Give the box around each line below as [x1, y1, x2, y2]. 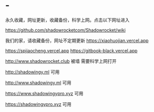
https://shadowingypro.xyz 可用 [5, 101, 72, 107]
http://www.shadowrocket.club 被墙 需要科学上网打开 [5, 58, 117, 64]
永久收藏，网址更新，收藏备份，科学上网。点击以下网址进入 [5, 17, 130, 23]
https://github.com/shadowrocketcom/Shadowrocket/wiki [5, 27, 126, 33]
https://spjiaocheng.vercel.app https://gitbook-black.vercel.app [5, 48, 138, 54]
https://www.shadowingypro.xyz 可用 [5, 90, 84, 96]
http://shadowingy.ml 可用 [5, 68, 60, 75]
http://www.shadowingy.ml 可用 [5, 80, 72, 86]
